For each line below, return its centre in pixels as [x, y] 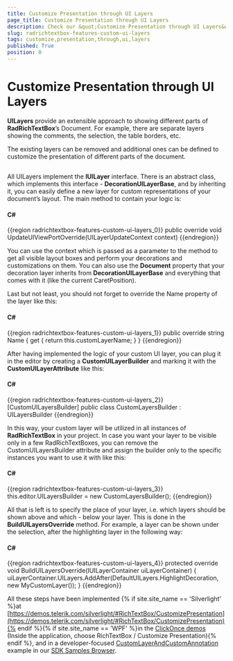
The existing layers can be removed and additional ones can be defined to [113, 149]
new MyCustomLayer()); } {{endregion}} [64, 585]
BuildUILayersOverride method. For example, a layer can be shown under [113, 525]
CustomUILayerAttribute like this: [56, 368]
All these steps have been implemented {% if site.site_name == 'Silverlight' [114, 599]
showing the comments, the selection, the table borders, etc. [94, 136]
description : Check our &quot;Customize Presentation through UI [103, 26]
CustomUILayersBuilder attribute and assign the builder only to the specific [114, 450]
